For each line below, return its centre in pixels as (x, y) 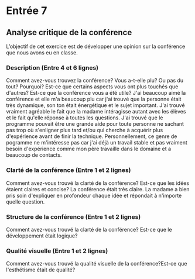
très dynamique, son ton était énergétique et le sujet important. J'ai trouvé (96, 105)
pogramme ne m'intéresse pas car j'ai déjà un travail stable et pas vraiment (97, 143)
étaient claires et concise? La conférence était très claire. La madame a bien (98, 189)
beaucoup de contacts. (34, 155)
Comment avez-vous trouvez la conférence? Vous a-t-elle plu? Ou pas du (95, 81)
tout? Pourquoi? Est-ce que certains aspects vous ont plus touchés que (92, 87)
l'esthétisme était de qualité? (41, 270)
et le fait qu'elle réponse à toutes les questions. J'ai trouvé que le (85, 118)
